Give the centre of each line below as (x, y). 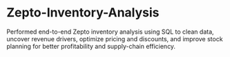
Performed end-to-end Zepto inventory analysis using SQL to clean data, (111, 32)
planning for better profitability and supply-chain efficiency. (91, 46)
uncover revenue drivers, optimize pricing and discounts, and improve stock (115, 38)
